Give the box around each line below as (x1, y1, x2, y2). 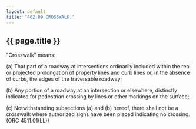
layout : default (6, 8, 46, 15)
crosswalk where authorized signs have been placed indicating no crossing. (6, 111, 190, 118)
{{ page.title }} (6, 36, 61, 46)
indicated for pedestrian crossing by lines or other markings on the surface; (6, 93, 190, 100)
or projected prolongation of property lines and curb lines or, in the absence (6, 69, 190, 77)
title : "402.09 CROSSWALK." (6, 14, 75, 20)
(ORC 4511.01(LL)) (6, 117, 50, 124)
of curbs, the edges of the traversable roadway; (6, 75, 122, 82)
